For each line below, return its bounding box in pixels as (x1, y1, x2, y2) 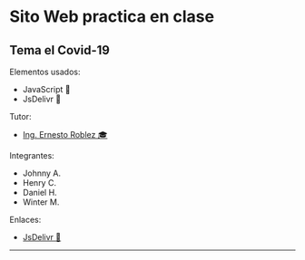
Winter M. (22, 197, 60, 207)
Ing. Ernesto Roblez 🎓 (22, 130, 108, 140)
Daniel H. (22, 188, 57, 197)
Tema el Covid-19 (9, 43, 111, 58)
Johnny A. (22, 168, 62, 178)
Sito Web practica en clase (9, 6, 215, 27)
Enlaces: (9, 215, 42, 225)
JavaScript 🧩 (22, 84, 71, 94)
